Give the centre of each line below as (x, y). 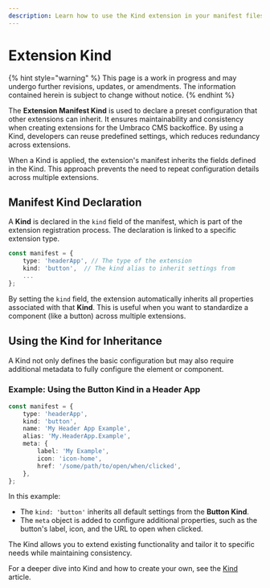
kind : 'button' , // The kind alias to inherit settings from (129, 269)
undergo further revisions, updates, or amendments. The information (122, 86)
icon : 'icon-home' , (70, 459)
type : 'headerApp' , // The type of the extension (108, 261)
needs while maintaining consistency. (70, 553)
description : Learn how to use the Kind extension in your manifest (125, 16)
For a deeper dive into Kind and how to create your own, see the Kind (123, 569)
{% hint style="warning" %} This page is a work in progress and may (123, 78)
